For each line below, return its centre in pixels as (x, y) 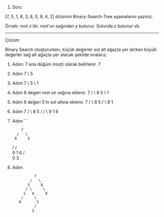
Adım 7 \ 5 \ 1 (25, 83)
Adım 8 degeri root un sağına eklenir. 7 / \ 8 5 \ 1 (60, 93)
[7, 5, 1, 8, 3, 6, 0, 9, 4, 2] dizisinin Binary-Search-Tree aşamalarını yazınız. (79, 16)
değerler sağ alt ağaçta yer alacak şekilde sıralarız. (56, 55)
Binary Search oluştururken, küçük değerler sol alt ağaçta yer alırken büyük (81, 49)
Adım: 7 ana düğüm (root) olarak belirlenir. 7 (56, 64)
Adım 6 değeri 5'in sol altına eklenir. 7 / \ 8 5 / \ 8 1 (62, 102)
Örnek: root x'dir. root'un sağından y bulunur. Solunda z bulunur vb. (73, 26)
